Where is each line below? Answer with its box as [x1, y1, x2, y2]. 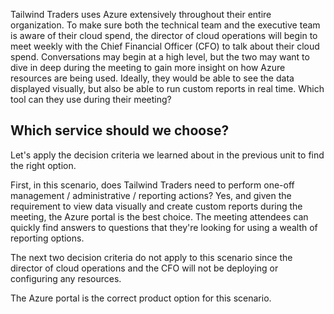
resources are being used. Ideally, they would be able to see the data [10, 72, 295, 84]
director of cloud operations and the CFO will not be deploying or [10, 262, 279, 274]
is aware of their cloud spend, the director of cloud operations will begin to [10, 30, 318, 41]
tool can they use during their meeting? [10, 94, 172, 105]
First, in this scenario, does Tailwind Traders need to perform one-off [10, 179, 295, 191]
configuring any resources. [10, 272, 122, 284]
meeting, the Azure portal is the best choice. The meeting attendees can [10, 210, 309, 223]
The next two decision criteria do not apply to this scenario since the [10, 251, 293, 263]
